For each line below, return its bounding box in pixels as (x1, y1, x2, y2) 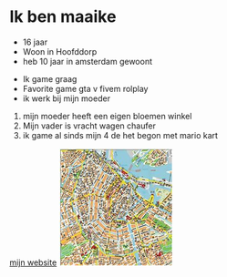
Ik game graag (22, 73, 77, 84)
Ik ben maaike (9, 6, 117, 27)
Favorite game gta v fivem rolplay (22, 83, 149, 94)
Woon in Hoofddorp (22, 46, 98, 56)
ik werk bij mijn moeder (22, 93, 111, 104)
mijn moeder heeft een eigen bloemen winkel (22, 110, 192, 121)
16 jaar (22, 36, 48, 47)
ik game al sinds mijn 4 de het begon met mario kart (22, 129, 219, 140)
